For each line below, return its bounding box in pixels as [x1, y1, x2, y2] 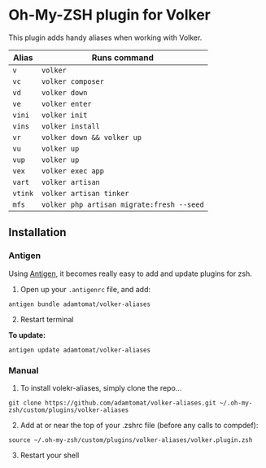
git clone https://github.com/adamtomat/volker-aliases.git [8, 399, 217, 407]
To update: [8, 330, 46, 339]
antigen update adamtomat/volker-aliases [8, 346, 151, 354]
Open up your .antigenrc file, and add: [20, 284, 151, 294]
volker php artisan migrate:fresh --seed [41, 199, 205, 209]
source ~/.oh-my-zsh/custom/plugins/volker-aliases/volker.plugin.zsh [8, 435, 253, 444]
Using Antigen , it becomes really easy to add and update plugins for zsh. [8, 269, 252, 278]
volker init [41, 110, 88, 120]
